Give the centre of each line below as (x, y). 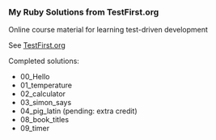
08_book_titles (44, 120)
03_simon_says (46, 103)
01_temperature (46, 85)
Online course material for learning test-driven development (108, 30)
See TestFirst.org (37, 45)
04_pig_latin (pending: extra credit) (78, 111)
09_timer (35, 129)
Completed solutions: (44, 61)
